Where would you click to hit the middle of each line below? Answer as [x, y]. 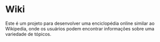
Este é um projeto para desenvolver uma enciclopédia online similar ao [80, 23]
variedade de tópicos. [28, 34]
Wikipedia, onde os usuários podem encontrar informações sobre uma [80, 28]
